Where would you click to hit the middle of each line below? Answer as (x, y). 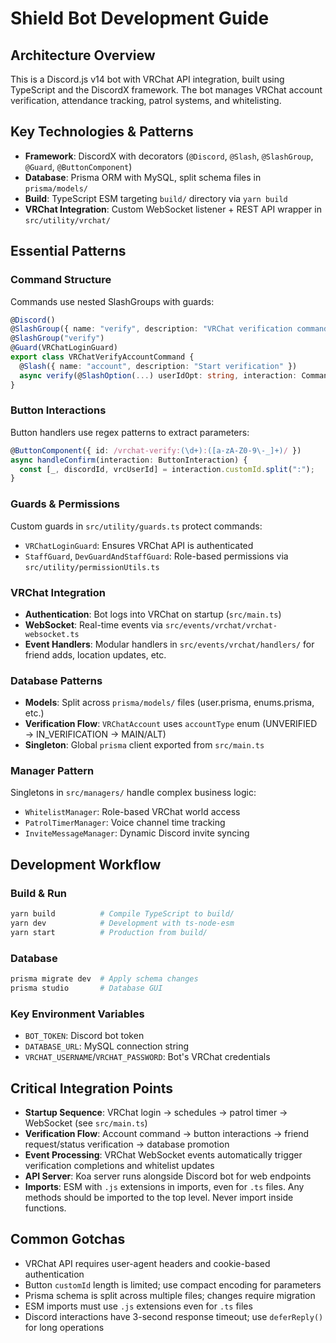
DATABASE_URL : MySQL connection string (107, 1046)
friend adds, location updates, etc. (95, 654)
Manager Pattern (52, 771)
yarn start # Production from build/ (109, 932)
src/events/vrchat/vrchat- (221, 625)
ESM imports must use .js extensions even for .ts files (138, 1306)
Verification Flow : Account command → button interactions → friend (167, 1133)
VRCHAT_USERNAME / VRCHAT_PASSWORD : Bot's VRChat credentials (147, 1057)
